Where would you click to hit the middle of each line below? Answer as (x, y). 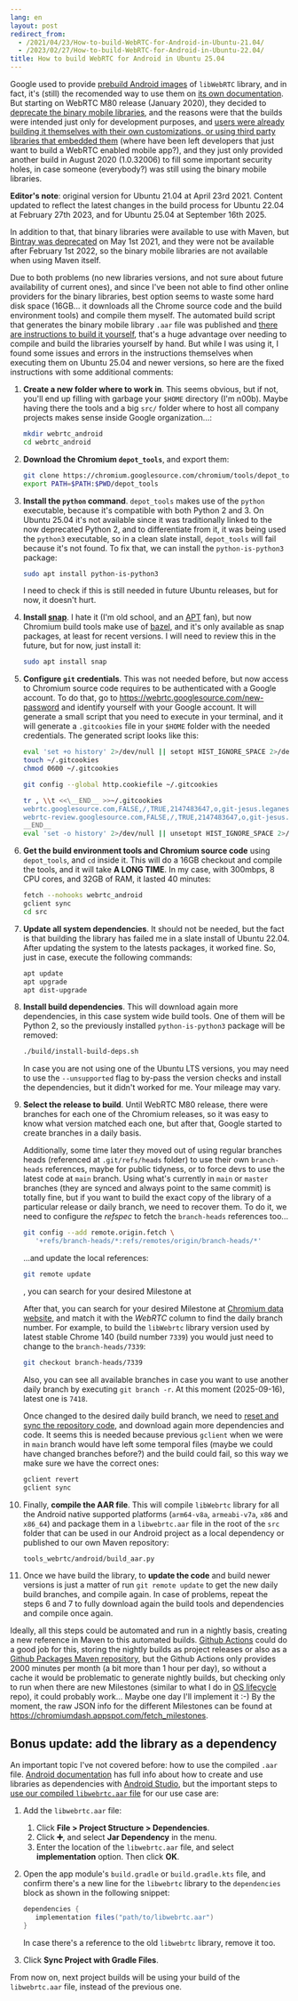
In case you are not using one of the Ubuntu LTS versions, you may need (156, 1069)
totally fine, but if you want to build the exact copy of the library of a (147, 1198)
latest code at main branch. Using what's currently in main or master (145, 1178)
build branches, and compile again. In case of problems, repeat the (145, 1595)
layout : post (34, 26)
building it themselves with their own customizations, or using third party (143, 131)
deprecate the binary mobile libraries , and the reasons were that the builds (146, 113)
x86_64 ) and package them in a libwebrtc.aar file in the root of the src (151, 1523)
